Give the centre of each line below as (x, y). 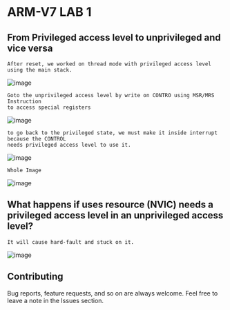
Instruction (24, 101)
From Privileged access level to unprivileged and (114, 38)
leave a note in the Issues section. (56, 300)
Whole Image (24, 170)
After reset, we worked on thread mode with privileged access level (109, 64)
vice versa (30, 48)
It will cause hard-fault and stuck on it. (71, 242)
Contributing (35, 277)
